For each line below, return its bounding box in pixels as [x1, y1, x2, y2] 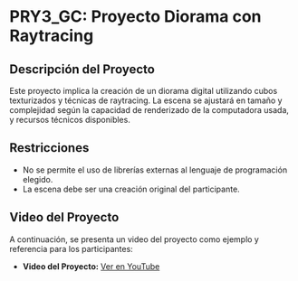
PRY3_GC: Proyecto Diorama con [9, 6, 262, 27]
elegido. [22, 173, 53, 184]
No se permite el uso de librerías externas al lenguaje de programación [22, 164, 288, 175]
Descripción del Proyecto [9, 61, 156, 77]
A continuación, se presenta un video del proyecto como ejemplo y [9, 233, 260, 245]
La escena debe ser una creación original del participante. [22, 183, 240, 194]
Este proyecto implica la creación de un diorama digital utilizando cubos [9, 86, 278, 96]
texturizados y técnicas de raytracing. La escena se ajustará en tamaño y [9, 95, 283, 106]
